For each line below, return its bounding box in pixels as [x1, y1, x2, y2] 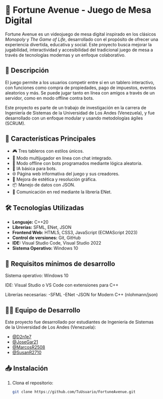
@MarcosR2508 [12, 344, 45, 350]
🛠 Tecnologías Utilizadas [5, 204, 84, 212]
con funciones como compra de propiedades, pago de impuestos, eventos [5, 85, 156, 91]
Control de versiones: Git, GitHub [12, 235, 81, 241]
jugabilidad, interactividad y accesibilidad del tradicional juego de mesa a [5, 47, 153, 53]
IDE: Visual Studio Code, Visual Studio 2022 [12, 240, 102, 246]
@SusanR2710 [12, 349, 42, 355]
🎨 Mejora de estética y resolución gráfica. [12, 176, 97, 182]
